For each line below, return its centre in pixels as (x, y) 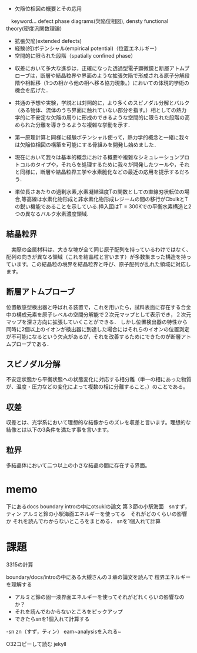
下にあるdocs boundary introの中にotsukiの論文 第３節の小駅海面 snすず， (98, 507)
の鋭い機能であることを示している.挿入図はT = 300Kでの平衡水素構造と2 (103, 206)
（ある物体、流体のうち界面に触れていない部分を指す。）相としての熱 (98, 110)
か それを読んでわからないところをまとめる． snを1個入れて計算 (84, 521)
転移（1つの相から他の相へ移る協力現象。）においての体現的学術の (110, 83)
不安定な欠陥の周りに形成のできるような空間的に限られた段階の (108, 117)
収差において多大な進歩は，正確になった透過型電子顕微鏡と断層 (92, 68)
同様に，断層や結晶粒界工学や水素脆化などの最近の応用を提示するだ (102, 172)
